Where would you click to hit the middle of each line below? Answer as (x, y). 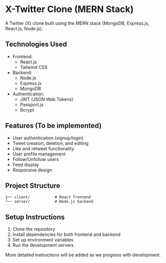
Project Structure (33, 185)
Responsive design (32, 170)
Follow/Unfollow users (35, 159)
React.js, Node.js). (24, 28)
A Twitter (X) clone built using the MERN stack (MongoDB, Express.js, (77, 23)
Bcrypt (27, 110)
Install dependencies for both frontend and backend (66, 234)
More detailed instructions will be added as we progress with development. (83, 255)
